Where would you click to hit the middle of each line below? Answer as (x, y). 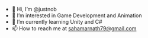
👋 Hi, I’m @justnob (34, 9)
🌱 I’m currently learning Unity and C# (57, 22)
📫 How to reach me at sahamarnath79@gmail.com (74, 28)
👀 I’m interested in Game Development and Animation (77, 15)
